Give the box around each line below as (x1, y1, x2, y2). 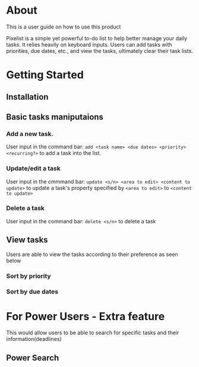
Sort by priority (6, 271, 52, 280)
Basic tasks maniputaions (6, 112, 104, 122)
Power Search (6, 353, 59, 363)
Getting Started (6, 68, 84, 82)
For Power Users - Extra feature (6, 309, 165, 323)
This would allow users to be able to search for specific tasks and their (6, 329, 179, 336)
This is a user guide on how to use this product (6, 23, 121, 30)
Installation (6, 91, 49, 102)
